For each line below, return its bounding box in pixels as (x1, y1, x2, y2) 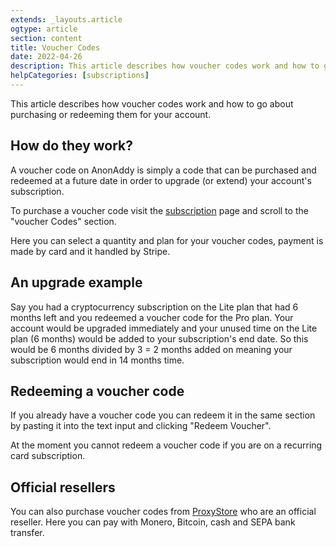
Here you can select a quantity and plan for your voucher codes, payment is (10, 234, 324, 246)
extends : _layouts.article (10, 14, 123, 25)
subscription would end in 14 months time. (10, 354, 185, 366)
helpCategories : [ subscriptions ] (10, 71, 150, 81)
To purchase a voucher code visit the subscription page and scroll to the (10, 204, 309, 216)
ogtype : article (10, 24, 78, 34)
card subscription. (10, 450, 86, 462)
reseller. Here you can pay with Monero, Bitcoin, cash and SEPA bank (10, 516, 296, 528)
